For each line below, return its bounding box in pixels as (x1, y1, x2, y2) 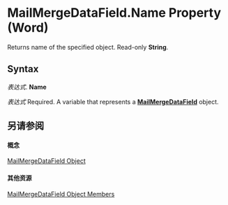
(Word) (7, 20, 49, 36)
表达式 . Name (7, 83, 47, 91)
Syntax (7, 63, 39, 75)
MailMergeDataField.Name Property (7, 5, 222, 21)
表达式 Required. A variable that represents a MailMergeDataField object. (7, 97, 219, 106)
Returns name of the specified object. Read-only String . (7, 43, 169, 51)
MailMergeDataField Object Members (7, 190, 115, 198)
